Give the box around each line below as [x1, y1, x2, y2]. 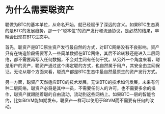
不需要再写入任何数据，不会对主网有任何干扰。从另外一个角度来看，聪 [18, 56, 160, 62]
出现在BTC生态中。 [13, 34, 53, 40]
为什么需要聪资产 [5, 4, 75, 16]
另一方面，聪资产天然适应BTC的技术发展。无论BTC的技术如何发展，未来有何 [5, 79, 160, 85]
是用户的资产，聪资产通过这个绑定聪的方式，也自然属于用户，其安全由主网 [5, 62, 156, 68]
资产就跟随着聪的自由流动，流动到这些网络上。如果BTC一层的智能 [18, 91, 151, 97]
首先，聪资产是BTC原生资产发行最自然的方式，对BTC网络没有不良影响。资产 [5, 44, 160, 50]
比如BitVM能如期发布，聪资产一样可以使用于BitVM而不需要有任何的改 [13, 97, 154, 103]
